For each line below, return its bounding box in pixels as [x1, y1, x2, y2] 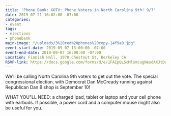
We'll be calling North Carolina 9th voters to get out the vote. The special [5, 73, 158, 79]
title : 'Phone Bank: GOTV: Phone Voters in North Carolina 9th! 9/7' [5, 7, 156, 13]
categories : [5, 17, 31, 22]
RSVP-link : [5, 60, 28, 65]
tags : [5, 26, 17, 32]
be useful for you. [5, 105, 42, 111]
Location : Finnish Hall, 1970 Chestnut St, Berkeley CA [5, 54, 126, 60]
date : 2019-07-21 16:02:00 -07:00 [5, 12, 79, 17]
